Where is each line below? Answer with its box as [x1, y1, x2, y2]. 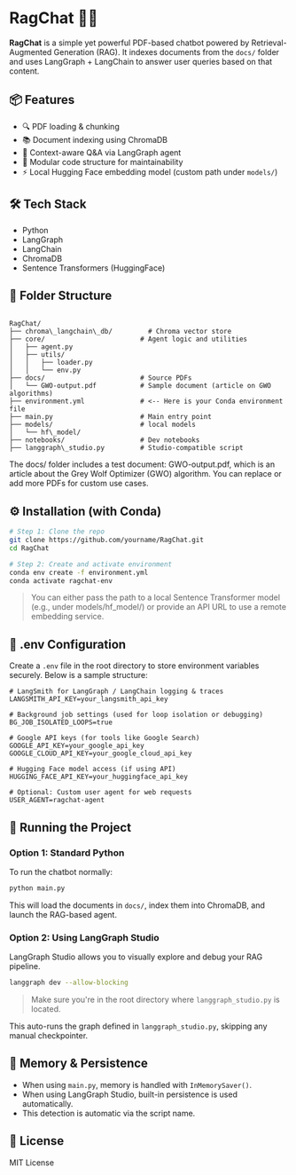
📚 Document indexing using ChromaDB [21, 134, 168, 145]
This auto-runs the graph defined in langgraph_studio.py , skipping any [9, 1021, 268, 1031]
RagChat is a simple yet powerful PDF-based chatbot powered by [9, 37, 250, 48]
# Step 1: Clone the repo [9, 527, 105, 536]
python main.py [9, 883, 66, 893]
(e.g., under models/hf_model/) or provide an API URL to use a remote [30, 602, 286, 612]
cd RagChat [9, 543, 50, 553]
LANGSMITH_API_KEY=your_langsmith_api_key [9, 695, 168, 704]
